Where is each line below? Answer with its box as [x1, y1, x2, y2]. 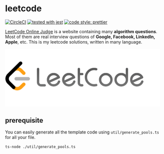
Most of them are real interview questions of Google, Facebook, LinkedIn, [5, 34, 156, 40]
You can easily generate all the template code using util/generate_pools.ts [5, 129, 160, 135]
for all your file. [5, 134, 36, 140]
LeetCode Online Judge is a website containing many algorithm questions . [5, 28, 158, 34]
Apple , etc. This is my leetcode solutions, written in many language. [5, 39, 142, 44]
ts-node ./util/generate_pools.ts [5, 145, 76, 150]
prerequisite [5, 116, 43, 125]
